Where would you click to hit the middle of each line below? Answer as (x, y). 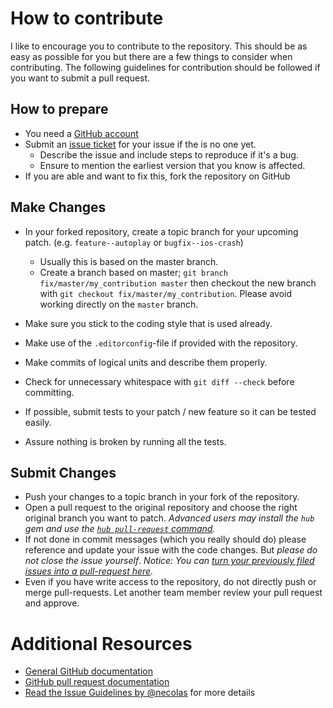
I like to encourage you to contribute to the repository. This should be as (159, 46)
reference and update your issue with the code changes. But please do (171, 550)
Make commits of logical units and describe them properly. (146, 362)
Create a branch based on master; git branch (133, 272)
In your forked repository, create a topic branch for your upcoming (161, 231)
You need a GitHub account (81, 133)
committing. (49, 392)
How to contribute (87, 18)
